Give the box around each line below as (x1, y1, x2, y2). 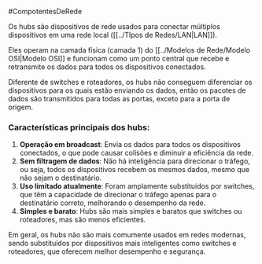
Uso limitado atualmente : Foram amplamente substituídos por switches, (19, 181, 255, 191)
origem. (8, 102, 34, 112)
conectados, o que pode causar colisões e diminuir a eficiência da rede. (19, 148, 254, 158)
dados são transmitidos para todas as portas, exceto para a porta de (8, 94, 231, 103)
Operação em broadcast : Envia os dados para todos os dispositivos (19, 140, 242, 149)
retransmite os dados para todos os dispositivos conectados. (8, 62, 206, 71)
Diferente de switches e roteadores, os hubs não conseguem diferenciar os (8, 78, 253, 86)
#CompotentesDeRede (8, 7, 83, 16)
